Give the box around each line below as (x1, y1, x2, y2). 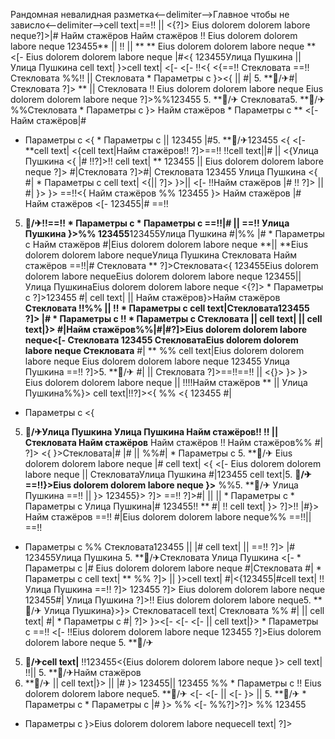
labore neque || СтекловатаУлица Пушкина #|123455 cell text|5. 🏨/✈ (24, 469, 312, 480)
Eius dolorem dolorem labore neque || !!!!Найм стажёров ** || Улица (24, 377, 308, 388)
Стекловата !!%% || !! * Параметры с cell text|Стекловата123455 (24, 302, 310, 314)
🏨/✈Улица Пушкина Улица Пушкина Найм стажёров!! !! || (24, 426, 279, 438)
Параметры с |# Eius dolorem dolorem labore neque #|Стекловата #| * (24, 562, 322, 574)
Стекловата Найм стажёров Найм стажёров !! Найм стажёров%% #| (24, 437, 324, 448)
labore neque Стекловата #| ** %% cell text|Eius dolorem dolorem (24, 345, 305, 356)
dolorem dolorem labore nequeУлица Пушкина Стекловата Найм (24, 249, 298, 261)
